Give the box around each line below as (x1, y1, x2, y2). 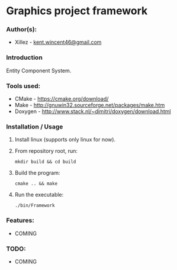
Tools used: (6, 82, 41, 90)
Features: (6, 216, 34, 224)
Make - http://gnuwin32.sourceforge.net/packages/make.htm (14, 102, 165, 109)
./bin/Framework (14, 202, 55, 208)
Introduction (6, 53, 43, 62)
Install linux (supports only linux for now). (14, 136, 116, 143)
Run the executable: (14, 191, 64, 198)
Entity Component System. (6, 67, 72, 74)
